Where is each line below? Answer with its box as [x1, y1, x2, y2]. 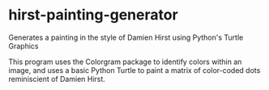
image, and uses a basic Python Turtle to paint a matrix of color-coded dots [8, 65, 261, 75]
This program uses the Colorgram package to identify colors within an [8, 57, 242, 66]
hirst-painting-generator [8, 6, 178, 24]
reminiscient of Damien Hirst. [8, 74, 105, 84]
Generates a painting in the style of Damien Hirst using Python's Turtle [8, 32, 244, 42]
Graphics [8, 41, 39, 50]
